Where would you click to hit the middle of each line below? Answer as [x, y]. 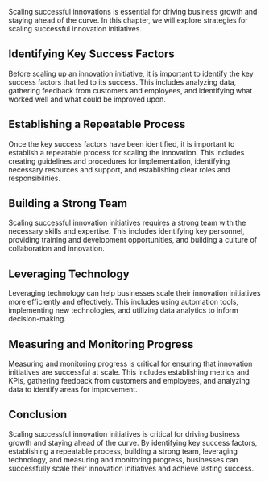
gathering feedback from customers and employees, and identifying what [130, 90]
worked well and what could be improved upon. [87, 99]
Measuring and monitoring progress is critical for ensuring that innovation [130, 364]
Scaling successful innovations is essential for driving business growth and [133, 12]
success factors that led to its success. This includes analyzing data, [122, 82]
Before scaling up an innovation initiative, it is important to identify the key [131, 73]
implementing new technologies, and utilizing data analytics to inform [124, 310]
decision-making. [37, 319]
